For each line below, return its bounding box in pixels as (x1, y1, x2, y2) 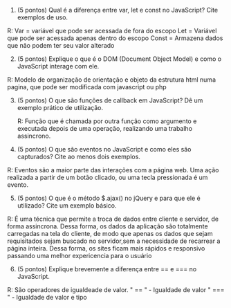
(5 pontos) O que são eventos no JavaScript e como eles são (17, 145, 192, 153)
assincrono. (17, 132, 51, 140)
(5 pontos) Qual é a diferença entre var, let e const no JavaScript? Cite (17, 6, 219, 14)
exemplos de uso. (17, 13, 68, 21)
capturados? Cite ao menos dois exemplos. (17, 152, 140, 161)
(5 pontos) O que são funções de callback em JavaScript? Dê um (17, 96, 203, 105)
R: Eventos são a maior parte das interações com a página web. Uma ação (7, 166, 219, 174)
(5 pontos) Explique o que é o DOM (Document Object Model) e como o (17, 55, 222, 63)
